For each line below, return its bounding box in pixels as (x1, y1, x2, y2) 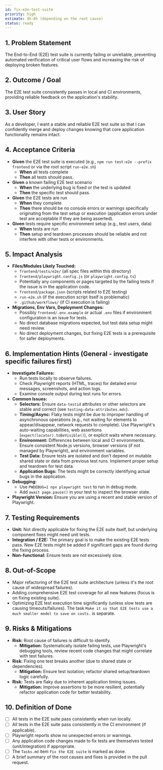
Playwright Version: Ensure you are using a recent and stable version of (12, 495, 158, 500)
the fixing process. (12, 547, 50, 553)
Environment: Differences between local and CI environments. (19, 438, 145, 443)
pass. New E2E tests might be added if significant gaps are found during (12, 542, 158, 548)
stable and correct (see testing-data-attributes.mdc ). (19, 406, 129, 412)
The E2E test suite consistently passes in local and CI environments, (5, 89, 142, 95)
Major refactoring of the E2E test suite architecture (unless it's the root (12, 579, 154, 585)
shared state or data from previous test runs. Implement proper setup (19, 458, 159, 464)
